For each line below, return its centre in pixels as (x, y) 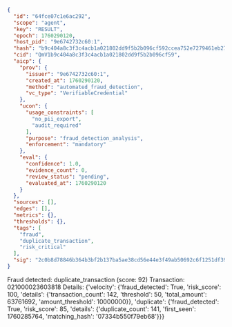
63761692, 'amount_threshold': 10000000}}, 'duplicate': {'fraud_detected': (113, 301)
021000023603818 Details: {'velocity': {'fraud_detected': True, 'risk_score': (114, 287)
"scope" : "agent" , (40, 23)
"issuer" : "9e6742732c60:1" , (67, 74)
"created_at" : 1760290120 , (64, 80)
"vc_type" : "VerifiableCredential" (77, 93)
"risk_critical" (43, 247)
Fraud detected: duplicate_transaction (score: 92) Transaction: (96, 279)
